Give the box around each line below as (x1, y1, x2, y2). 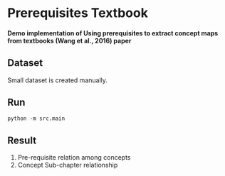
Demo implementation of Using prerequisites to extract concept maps (7, 28, 219, 37)
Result (7, 134, 37, 146)
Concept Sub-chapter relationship (17, 161, 118, 170)
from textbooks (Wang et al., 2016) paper (7, 36, 132, 45)
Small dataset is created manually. (7, 76, 108, 84)
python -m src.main (7, 115, 66, 122)
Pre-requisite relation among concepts (17, 153, 131, 162)
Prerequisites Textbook (7, 5, 148, 21)
